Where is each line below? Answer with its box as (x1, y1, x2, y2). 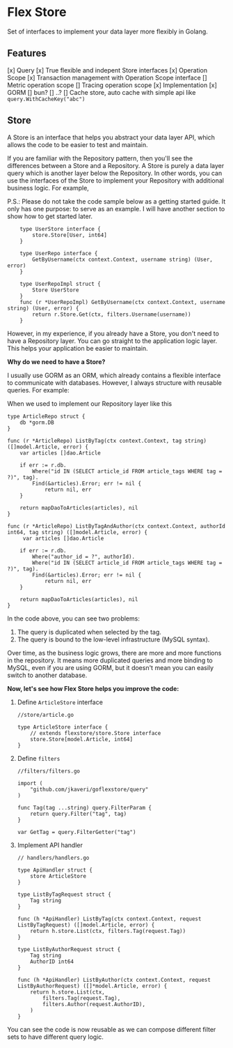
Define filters (17, 754, 61, 762)
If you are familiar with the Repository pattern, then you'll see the (7, 154, 193, 162)
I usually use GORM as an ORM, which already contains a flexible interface (7, 371, 221, 379)
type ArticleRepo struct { (7, 413, 86, 420)
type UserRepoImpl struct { (19, 280, 101, 287)
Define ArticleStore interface (17, 698, 103, 706)
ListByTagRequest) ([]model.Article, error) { (17, 921, 155, 928)
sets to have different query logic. (7, 1033, 104, 1041)
